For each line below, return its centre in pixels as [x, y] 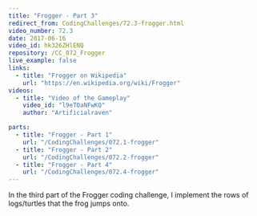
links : [19, 68]
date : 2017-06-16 [37, 38]
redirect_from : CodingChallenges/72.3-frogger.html [96, 23]
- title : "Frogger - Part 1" [64, 135]
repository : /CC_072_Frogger [57, 53]
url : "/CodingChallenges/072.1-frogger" [91, 142]
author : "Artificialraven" [68, 113]
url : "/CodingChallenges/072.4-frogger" [91, 172]
